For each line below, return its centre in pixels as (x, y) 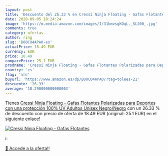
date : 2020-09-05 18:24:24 (33, 19)
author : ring (19, 38)
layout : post (19, 10)
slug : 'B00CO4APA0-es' (29, 42)
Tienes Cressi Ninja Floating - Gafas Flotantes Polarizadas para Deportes (80, 103)
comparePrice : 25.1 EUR (30, 61)
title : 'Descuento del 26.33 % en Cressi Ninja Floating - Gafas (74, 14)
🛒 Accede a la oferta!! (27, 148)
